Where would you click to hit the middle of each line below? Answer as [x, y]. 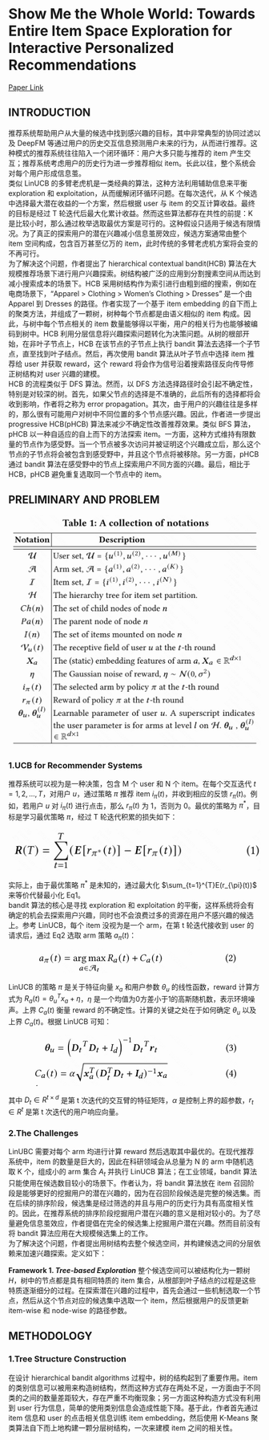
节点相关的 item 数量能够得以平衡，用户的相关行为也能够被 [154, 323]
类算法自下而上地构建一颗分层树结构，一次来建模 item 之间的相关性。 [123, 1428]
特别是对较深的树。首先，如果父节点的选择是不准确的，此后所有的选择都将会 [134, 393]
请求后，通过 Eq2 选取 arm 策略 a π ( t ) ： [72, 936]
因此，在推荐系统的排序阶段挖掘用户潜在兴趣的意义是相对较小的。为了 [138, 1213]
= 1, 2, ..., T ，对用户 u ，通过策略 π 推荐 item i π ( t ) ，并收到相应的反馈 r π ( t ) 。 [129, 795]
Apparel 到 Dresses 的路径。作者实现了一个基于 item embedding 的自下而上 [133, 303]
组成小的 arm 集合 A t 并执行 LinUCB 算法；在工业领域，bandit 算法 [148, 1173]
